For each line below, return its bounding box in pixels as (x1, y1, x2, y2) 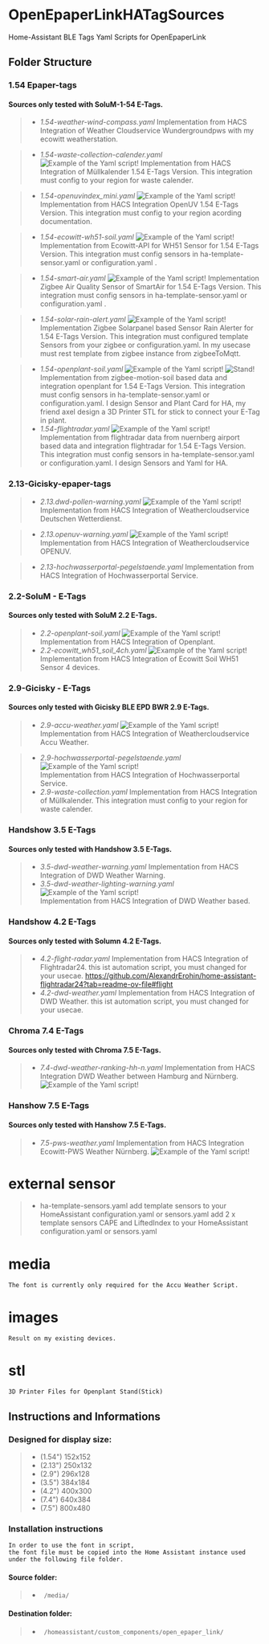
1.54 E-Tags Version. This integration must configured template (39, 332, 249, 341)
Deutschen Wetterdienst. (39, 513, 123, 523)
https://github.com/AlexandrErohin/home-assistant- (85, 971, 257, 981)
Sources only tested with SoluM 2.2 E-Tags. (8, 611, 158, 620)
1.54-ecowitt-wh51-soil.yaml (39, 232, 134, 242)
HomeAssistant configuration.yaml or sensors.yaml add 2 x (39, 1209, 236, 1219)
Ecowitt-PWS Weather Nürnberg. (39, 1147, 150, 1156)
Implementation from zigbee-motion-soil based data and (39, 373, 227, 382)
